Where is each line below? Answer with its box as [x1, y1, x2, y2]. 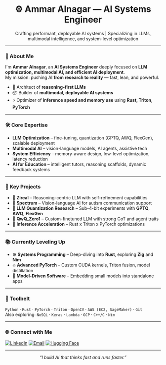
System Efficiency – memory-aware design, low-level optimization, [12, 150, 150, 157]
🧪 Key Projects [5, 183, 41, 190]
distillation [12, 268, 34, 274]
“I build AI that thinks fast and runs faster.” [39, 354, 127, 360]
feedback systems [12, 166, 50, 172]
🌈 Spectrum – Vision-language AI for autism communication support [12, 200, 152, 206]
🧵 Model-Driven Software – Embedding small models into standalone [12, 273, 154, 279]
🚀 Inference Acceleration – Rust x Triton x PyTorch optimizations [12, 221, 145, 227]
